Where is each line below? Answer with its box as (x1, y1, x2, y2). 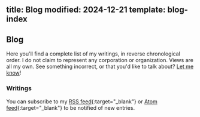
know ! (6, 69, 22, 76)
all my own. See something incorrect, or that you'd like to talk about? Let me (6, 63, 194, 70)
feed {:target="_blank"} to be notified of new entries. (6, 104, 135, 111)
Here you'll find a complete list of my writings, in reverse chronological (6, 50, 181, 57)
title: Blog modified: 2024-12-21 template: (6, 5, 166, 15)
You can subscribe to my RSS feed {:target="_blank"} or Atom (6, 98, 157, 105)
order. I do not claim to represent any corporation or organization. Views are (6, 57, 193, 64)
